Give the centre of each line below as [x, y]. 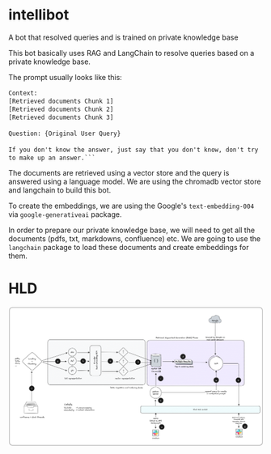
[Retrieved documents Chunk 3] [61, 117]
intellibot [39, 15]
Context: [23, 93]
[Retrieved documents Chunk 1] [61, 101]
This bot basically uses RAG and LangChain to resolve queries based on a [131, 53]
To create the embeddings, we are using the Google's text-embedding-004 [131, 206]
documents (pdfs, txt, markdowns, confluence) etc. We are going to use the [135, 238]
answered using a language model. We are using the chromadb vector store [135, 181]
